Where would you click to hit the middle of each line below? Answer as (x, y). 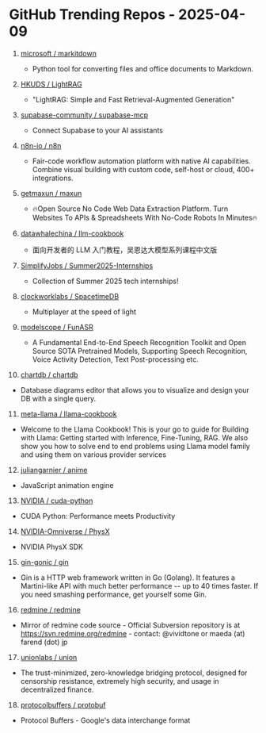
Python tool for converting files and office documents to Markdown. (143, 68)
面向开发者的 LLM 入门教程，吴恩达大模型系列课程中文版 (124, 249)
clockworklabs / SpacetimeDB (70, 296)
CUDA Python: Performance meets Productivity (98, 516)
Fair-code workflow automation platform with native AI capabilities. (142, 161)
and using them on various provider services (93, 455)
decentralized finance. (57, 689)
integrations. (53, 178)
